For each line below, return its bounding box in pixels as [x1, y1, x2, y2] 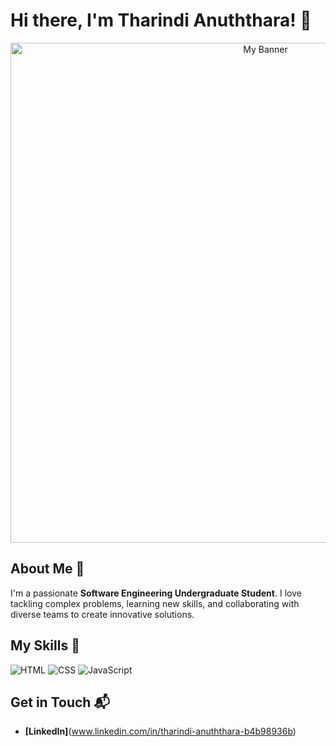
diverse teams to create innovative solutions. [10, 608, 195, 620]
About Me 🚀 [10, 560, 85, 578]
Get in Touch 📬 [10, 694, 110, 711]
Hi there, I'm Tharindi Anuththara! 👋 [10, 9, 312, 32]
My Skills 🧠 [10, 637, 80, 654]
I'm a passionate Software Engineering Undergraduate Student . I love [10, 587, 302, 599]
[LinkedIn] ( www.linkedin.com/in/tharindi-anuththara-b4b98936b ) [24, 725, 297, 738]
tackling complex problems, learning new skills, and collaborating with [10, 597, 300, 609]
